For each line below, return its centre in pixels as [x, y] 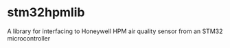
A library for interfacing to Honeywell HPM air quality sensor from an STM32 [115, 31]
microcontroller [28, 38]
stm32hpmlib [46, 13]
